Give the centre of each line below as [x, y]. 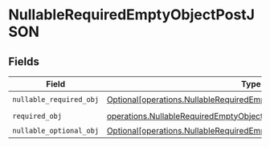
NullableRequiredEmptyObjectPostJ [132, 15]
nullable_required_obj [55, 99]
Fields [24, 61]
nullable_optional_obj [55, 131]
